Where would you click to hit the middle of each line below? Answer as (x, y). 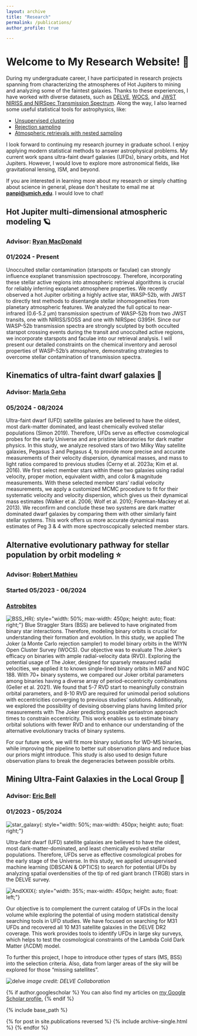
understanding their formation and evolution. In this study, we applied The (95, 637)
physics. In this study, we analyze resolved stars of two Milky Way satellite (96, 446)
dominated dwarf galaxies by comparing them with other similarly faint (91, 514)
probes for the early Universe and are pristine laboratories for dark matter (95, 439)
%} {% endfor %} (27, 1027)
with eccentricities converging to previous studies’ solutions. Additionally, (95, 699)
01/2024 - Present (33, 257)
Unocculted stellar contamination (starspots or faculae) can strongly (89, 270)
